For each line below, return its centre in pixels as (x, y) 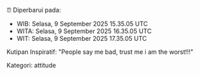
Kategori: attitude (31, 65)
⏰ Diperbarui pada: (34, 10)
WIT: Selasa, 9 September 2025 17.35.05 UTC (82, 38)
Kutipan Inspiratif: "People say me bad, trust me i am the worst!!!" (100, 52)
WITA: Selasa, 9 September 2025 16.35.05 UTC (84, 31)
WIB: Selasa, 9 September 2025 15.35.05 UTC (82, 24)
